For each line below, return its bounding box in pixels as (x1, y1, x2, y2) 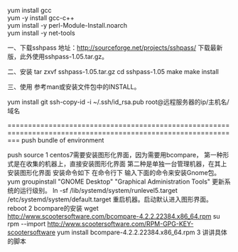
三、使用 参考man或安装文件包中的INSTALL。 (7, 83, 141, 91)
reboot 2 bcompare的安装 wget (7, 204, 99, 212)
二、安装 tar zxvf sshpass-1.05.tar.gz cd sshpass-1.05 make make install (7, 68, 219, 75)
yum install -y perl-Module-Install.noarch (7, 21, 128, 29)
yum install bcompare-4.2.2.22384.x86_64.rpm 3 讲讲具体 (56, 228, 227, 236)
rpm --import (7, 220, 46, 228)
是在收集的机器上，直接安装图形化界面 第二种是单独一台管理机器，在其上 (13, 159, 227, 168)
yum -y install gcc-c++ (7, 14, 75, 22)
